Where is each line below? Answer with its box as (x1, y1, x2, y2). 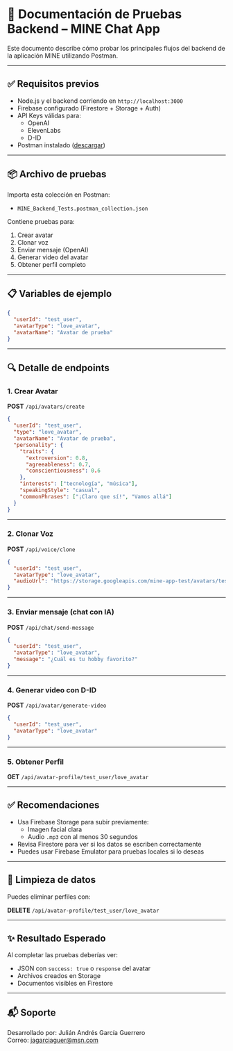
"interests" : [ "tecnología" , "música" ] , (19, 480, 138, 487)
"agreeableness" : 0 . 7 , (25, 461, 92, 468)
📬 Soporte (7, 1007, 57, 1018)
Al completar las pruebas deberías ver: (7, 951, 118, 959)
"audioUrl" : (13, 578, 49, 585)
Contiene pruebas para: (7, 217, 75, 225)
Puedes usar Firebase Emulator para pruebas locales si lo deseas (17, 847, 205, 856)
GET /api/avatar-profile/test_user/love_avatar (7, 773, 149, 781)
